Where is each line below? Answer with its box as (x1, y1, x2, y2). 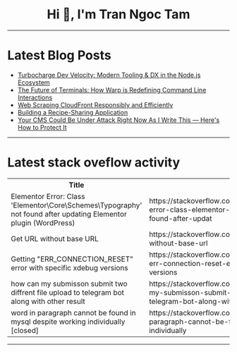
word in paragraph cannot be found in (11, 308, 136, 317)
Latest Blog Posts (7, 47, 111, 63)
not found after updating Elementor (11, 209, 127, 219)
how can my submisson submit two (11, 279, 128, 289)
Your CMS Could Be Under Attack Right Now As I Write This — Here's (17, 116, 220, 124)
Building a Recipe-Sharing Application (17, 108, 128, 116)
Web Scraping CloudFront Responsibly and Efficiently (17, 100, 174, 109)
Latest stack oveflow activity (7, 154, 181, 171)
